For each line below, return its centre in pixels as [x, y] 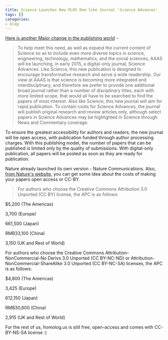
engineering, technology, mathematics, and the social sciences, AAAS [90, 59]
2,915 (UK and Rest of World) [35, 317]
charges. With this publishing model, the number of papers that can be [78, 143]
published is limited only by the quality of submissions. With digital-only [79, 148]
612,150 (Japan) [22, 298]
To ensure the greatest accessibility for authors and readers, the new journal [84, 132]
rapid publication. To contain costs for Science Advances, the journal [89, 106]
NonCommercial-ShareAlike [34, 264]
